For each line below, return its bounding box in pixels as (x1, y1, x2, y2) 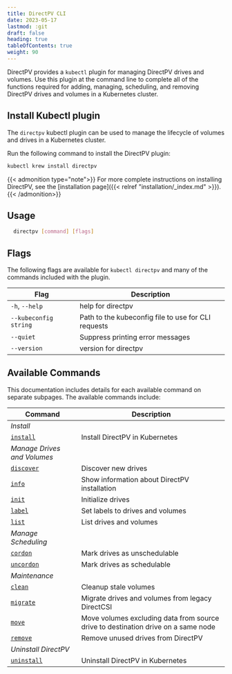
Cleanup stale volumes (81, 582, 155, 592)
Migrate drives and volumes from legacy (81, 593, 212, 603)
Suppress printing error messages (79, 332, 191, 342)
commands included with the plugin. (7, 273, 110, 281)
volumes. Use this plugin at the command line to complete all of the (7, 75, 199, 83)
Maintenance (10, 571, 54, 580)
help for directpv (79, 301, 133, 311)
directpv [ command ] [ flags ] (13, 228, 95, 236)
